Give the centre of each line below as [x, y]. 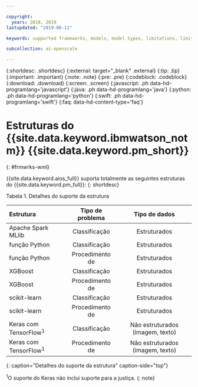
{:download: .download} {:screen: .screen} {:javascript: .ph [77, 84]
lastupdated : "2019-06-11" [39, 28]
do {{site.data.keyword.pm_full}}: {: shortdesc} [63, 185]
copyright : [19, 16]
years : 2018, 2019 [34, 22]
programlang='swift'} [32, 102]
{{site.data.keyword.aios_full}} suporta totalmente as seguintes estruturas [96, 179]
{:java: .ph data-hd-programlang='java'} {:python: [131, 89]
